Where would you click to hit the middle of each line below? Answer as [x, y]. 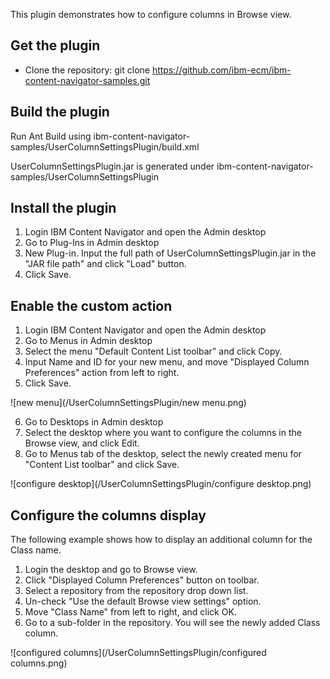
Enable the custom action [91, 305]
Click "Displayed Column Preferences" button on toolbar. [142, 580]
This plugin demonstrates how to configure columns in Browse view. [151, 14]
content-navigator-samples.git [87, 80]
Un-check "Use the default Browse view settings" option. [143, 601]
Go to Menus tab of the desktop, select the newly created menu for [163, 454]
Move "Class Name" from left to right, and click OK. [130, 612]
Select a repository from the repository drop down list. [136, 591]
